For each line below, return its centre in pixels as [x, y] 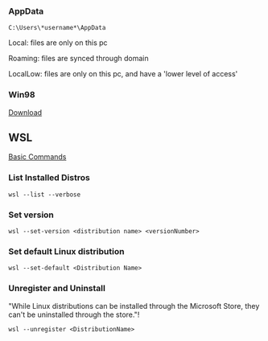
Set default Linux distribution [66, 251]
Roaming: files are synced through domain [78, 59]
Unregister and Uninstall [57, 289]
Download [25, 112]
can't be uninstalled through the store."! [74, 314]
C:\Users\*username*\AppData [57, 28]
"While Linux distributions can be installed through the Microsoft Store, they [134, 306]
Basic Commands [37, 157]
